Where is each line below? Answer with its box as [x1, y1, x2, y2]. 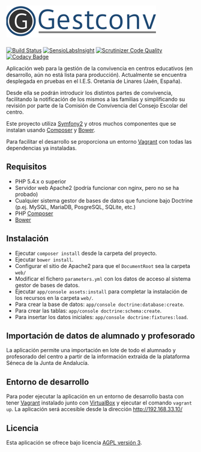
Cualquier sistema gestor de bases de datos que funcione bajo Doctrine [14, 197, 193, 204]
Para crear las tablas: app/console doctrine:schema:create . [14, 307, 162, 314]
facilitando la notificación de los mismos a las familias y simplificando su [6, 96, 185, 103]
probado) [14, 191, 38, 198]
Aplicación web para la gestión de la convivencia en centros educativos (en [6, 64, 193, 72]
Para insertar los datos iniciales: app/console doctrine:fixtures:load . [14, 313, 188, 320]
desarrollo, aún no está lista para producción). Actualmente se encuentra [6, 71, 187, 78]
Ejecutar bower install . [14, 255, 74, 263]
